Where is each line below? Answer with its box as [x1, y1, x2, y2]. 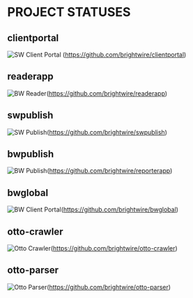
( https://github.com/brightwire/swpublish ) [46, 128, 167, 136]
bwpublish [7, 148, 54, 161]
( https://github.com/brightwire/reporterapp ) [47, 167, 173, 175]
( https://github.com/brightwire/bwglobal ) [61, 205, 179, 214]
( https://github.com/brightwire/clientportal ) [62, 50, 187, 59]
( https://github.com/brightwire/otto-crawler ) [50, 244, 178, 253]
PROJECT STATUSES [7, 4, 131, 20]
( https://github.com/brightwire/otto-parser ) [46, 283, 171, 291]
